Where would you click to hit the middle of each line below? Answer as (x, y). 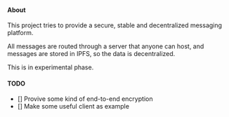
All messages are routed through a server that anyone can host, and (106, 46)
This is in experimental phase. (51, 67)
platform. (20, 33)
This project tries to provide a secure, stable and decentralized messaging (115, 25)
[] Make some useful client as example (73, 106)
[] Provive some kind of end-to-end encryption (85, 99)
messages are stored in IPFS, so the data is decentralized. (91, 54)
